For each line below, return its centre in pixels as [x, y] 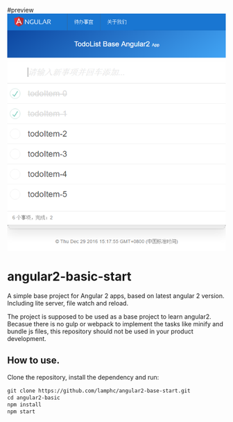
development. [27, 339]
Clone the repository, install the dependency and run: [83, 377]
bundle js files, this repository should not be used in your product [100, 331]
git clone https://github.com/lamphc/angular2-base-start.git [99, 391]
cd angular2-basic [34, 398]
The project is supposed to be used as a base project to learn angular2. [109, 317]
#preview [20, 10]
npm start [21, 412]
